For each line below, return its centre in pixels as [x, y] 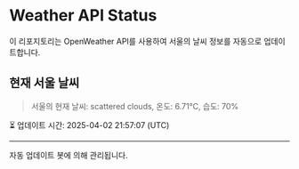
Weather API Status [83, 16]
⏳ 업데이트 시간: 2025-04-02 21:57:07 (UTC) [89, 125]
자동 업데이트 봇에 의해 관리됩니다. [69, 155]
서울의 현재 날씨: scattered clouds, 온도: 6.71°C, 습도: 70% [135, 106]
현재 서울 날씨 [44, 83]
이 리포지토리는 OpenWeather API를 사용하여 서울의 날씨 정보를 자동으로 [136, 41]
